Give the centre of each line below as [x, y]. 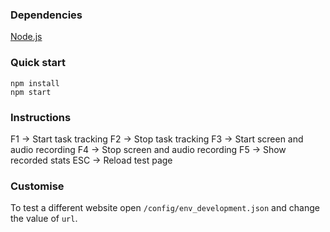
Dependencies [46, 15]
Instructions [41, 117]
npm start [31, 92]
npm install [35, 83]
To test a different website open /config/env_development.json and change [165, 208]
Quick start [38, 63]
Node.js [26, 37]
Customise [37, 186]
